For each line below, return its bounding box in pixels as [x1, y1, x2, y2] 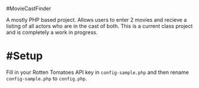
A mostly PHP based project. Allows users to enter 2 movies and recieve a [6, 16, 187, 23]
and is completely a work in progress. [6, 29, 98, 36]
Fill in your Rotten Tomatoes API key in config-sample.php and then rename [6, 69, 190, 76]
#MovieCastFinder [6, 5, 52, 12]
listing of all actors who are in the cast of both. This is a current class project [6, 23, 193, 29]
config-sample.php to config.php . [6, 75, 88, 82]
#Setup [6, 49, 43, 63]
